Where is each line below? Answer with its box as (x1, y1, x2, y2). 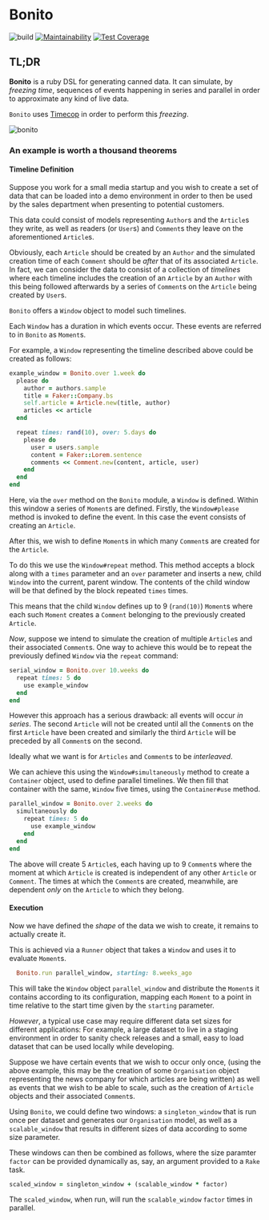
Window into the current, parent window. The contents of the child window (9, 577, 251, 587)
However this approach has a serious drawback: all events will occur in (9, 711, 243, 721)
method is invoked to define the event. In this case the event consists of (9, 512, 247, 522)
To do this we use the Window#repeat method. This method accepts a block (9, 560, 255, 570)
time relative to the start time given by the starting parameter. (9, 1000, 215, 1010)
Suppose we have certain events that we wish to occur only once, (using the (9, 1056, 262, 1067)
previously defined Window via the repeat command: (9, 651, 179, 660)
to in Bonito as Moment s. (9, 329, 86, 339)
